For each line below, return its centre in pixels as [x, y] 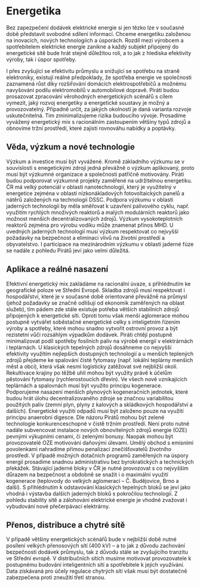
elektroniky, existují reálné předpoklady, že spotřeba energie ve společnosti [99, 77]
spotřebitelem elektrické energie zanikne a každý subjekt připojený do [93, 47]
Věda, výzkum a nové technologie [71, 147]
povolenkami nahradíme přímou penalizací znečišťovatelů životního [89, 449]
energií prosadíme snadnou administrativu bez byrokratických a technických [100, 461]
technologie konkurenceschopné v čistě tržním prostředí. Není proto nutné [98, 424]
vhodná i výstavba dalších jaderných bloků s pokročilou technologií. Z [92, 493]
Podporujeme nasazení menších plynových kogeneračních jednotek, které [97, 392]
